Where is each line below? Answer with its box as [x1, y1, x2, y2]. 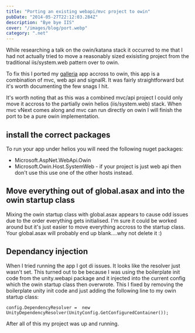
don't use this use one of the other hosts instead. [14, 169, 134, 176]
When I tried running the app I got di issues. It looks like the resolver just [6, 262, 180, 269]
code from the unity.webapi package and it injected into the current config [6, 274, 186, 281]
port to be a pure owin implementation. [6, 113, 100, 120]
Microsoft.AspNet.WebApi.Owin [14, 157, 91, 164]
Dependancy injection [6, 247, 88, 257]
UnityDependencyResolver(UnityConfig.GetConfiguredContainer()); [6, 310, 169, 315]
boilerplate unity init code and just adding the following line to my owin [6, 287, 177, 294]
